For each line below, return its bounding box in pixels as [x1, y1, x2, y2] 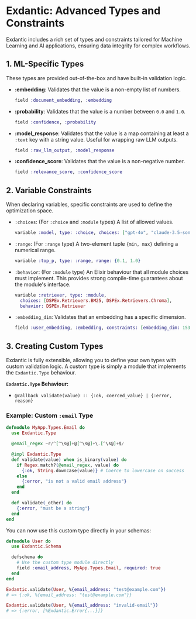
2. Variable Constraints [6, 185, 92, 195]
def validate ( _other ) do [11, 500, 72, 506]
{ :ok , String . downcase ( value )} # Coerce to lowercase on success [21, 467, 184, 473]
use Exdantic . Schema [11, 544, 61, 549]
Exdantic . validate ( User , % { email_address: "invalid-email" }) [6, 603, 159, 608]
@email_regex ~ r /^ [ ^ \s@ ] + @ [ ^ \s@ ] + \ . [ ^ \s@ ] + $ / [11, 441, 125, 447]
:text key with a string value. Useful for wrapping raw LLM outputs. [14, 136, 178, 143]
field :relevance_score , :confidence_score [14, 169, 123, 175]
